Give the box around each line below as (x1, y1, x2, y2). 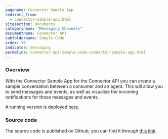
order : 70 (5, 40, 26, 45)
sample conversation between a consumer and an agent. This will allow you (5, 83, 163, 89)
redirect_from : (5, 12, 37, 17)
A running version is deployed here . (5, 104, 79, 110)
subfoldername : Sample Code (5, 36, 65, 41)
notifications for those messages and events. (5, 94, 99, 100)
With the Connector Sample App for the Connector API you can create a (5, 78, 155, 84)
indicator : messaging (5, 45, 51, 50)
